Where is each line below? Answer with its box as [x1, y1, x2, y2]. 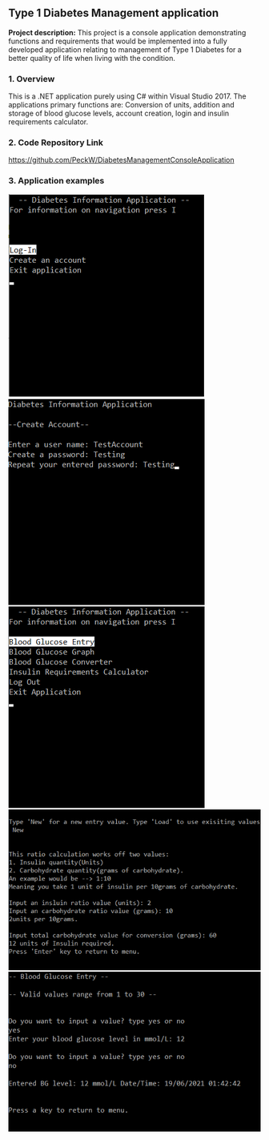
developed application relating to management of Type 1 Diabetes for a [8, 44, 242, 55]
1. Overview [8, 73, 55, 84]
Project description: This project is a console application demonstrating [8, 27, 247, 37]
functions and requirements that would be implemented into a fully [8, 36, 228, 46]
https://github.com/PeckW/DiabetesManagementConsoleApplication [8, 156, 235, 165]
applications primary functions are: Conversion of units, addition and [8, 100, 235, 110]
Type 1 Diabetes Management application [8, 6, 219, 20]
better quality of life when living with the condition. [8, 53, 176, 63]
